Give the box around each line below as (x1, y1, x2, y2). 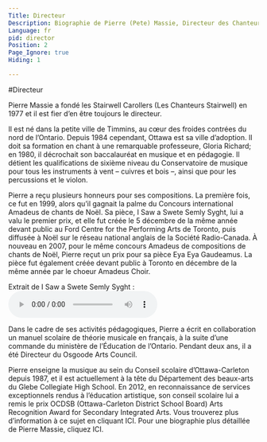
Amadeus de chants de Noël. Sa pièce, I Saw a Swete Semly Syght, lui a (8, 207, 244, 217)
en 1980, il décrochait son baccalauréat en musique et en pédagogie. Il (8, 149, 240, 159)
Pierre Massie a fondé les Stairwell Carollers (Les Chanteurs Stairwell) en (8, 100, 248, 110)
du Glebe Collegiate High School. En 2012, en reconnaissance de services (8, 381, 250, 391)
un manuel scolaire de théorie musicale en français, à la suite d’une (8, 332, 229, 342)
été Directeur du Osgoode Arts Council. (8, 350, 137, 359)
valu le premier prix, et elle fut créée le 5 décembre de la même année (8, 216, 238, 225)
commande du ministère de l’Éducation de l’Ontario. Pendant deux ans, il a (8, 341, 252, 350)
